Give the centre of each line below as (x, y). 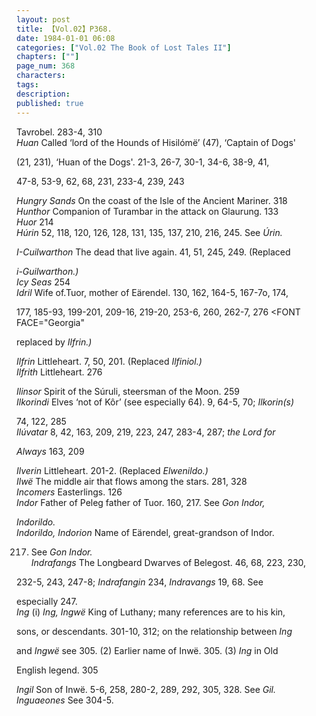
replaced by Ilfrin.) (54, 342)
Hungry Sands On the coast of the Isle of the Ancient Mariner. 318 (152, 200)
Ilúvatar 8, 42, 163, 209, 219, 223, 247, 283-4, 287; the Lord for (146, 432)
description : (43, 94)
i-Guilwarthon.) (47, 271)
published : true (50, 103)
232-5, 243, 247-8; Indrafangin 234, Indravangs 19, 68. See (140, 582)
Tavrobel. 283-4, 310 (59, 132)
